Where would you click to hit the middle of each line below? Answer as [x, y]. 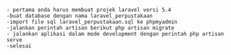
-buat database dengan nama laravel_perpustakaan [80, 16]
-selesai [19, 46]
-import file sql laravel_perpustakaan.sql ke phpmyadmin [92, 22]
